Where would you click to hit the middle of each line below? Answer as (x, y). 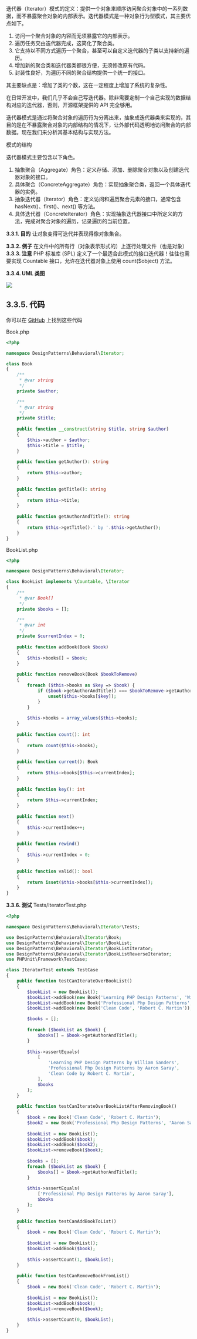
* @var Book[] (36, 598)
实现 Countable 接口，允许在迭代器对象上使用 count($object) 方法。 (93, 261)
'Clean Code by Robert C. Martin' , (91, 1074)
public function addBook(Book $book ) (63, 647)
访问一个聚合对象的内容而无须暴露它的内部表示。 (74, 36)
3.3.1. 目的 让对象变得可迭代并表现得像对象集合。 (65, 234)
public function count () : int (54, 734)
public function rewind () (48, 844)
